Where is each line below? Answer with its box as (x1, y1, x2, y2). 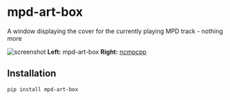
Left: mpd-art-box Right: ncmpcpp (47, 48, 147, 56)
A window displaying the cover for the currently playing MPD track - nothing (7, 27, 224, 35)
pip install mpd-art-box (7, 86, 79, 93)
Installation (7, 68, 56, 79)
